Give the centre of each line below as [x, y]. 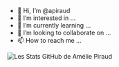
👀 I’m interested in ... [46, 18]
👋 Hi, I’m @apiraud [44, 11]
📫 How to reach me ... [49, 40]
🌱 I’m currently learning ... [54, 25]
